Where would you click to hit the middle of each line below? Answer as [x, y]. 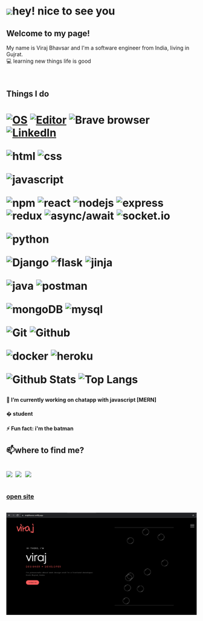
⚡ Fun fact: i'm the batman [40, 428]
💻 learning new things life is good [49, 61]
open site [20, 496]
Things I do [28, 94]
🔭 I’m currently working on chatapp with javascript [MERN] [82, 400]
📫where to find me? [45, 451]
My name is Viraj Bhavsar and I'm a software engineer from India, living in [98, 48]
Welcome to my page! [48, 33]
